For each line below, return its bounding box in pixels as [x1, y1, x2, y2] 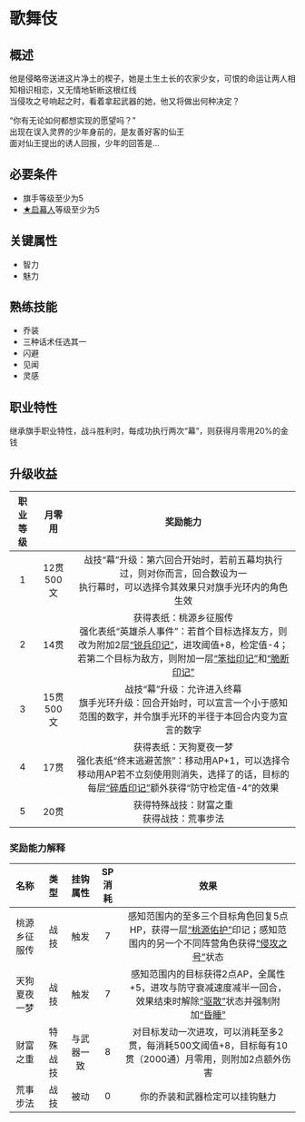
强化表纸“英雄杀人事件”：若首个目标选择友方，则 [79, 625, 288, 638]
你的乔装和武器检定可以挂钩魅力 [139, 1090, 277, 1103]
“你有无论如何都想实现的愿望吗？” [9, 115, 136, 125]
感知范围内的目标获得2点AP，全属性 [131, 968, 286, 980]
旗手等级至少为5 [22, 192, 84, 203]
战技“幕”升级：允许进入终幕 [124, 683, 242, 695]
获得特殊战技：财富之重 [133, 799, 234, 812]
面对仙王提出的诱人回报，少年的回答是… [9, 138, 161, 148]
